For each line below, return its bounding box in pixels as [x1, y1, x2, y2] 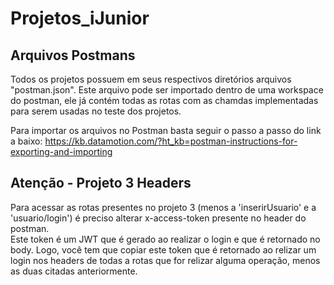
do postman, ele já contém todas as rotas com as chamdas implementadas [10, 95, 319, 106]
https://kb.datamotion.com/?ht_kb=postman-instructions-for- [44, 135, 298, 147]
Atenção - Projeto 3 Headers [10, 175, 192, 192]
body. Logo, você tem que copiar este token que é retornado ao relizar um [10, 243, 317, 256]
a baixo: [10, 135, 43, 147]
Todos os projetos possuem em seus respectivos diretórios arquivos [10, 73, 292, 85]
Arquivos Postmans [10, 47, 136, 64]
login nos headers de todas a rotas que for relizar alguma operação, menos [10, 254, 321, 266]
